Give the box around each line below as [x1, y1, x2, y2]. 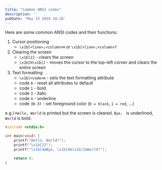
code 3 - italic [19, 90, 47, 96]
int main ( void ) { [5, 134, 40, 138]
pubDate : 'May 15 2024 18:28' [5, 16, 66, 21]
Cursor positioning [12, 39, 49, 45]
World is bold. [5, 115, 32, 121]
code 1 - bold [19, 85, 46, 91]
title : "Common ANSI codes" [5, 7, 62, 12]
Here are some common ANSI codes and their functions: [5, 30, 118, 35]
